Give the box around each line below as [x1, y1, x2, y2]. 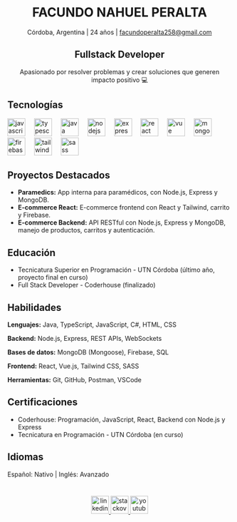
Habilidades [7, 301, 62, 314]
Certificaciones [7, 396, 78, 409]
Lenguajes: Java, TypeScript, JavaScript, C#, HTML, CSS [7, 320, 177, 329]
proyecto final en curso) [17, 273, 88, 282]
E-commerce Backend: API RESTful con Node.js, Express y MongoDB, [17, 218, 226, 227]
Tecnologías [7, 99, 63, 111]
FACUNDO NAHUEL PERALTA [31, 4, 208, 21]
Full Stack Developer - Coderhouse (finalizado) [17, 281, 156, 290]
